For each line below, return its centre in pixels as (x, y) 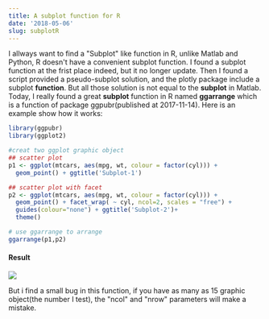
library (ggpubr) (35, 128)
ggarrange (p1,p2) (37, 239)
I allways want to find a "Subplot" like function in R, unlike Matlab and (123, 54)
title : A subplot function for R (64, 16)
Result (19, 258)
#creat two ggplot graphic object (66, 151)
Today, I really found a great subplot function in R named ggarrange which (133, 97)
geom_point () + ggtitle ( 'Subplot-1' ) (79, 173)
